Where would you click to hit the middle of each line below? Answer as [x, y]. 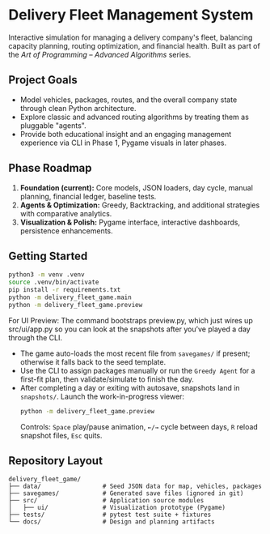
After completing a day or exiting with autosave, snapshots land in [130, 387]
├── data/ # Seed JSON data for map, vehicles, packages [135, 487]
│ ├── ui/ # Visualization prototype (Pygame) [117, 508]
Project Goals [43, 80]
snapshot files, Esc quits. [61, 435]
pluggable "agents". [53, 125]
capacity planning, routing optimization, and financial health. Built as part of [134, 45]
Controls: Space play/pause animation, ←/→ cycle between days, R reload [139, 426]
